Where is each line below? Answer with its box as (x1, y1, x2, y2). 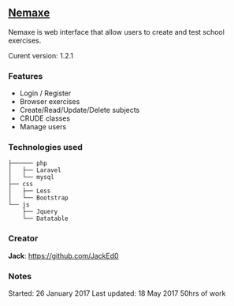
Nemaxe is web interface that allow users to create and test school (8, 27, 225, 36)
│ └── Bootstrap (8, 194, 69, 202)
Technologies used (8, 142, 83, 153)
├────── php (8, 159, 47, 168)
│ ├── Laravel (8, 166, 61, 174)
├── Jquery (22, 208, 58, 216)
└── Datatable (22, 215, 69, 223)
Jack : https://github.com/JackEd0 (8, 251, 120, 260)
